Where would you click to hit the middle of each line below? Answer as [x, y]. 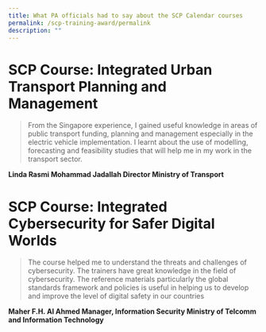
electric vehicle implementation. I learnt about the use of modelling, [138, 142]
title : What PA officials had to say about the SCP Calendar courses [126, 15]
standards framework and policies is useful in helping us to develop [138, 288]
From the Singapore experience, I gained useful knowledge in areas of [143, 125]
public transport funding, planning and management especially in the [141, 134]
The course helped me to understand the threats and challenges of [137, 262]
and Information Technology [56, 320]
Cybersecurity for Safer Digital [112, 224]
